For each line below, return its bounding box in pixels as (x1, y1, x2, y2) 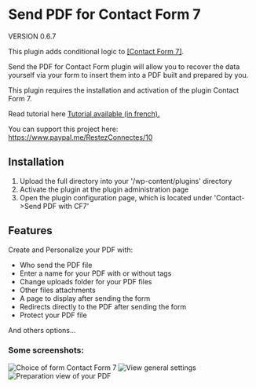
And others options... (8, 325, 76, 335)
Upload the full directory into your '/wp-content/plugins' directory (19, 176, 232, 185)
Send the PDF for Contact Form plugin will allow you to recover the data (8, 61, 240, 71)
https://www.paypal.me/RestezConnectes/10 (8, 132, 153, 142)
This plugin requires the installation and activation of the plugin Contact (8, 85, 240, 95)
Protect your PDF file (19, 310, 88, 320)
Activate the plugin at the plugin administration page (19, 185, 189, 194)
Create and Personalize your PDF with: (8, 245, 133, 254)
